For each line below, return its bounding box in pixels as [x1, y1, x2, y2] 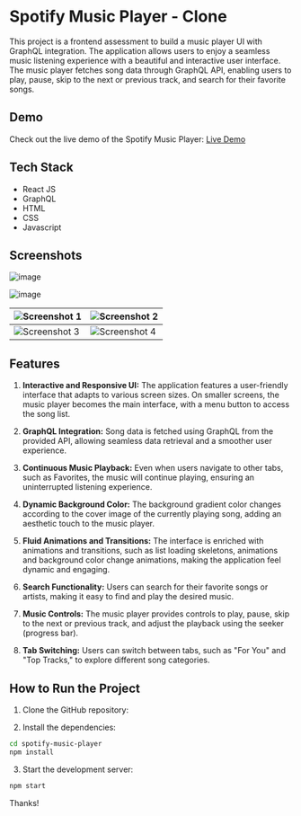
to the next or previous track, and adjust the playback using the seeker [22, 618, 285, 629]
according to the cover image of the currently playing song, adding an [22, 509, 282, 519]
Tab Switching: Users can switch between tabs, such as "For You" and [22, 645, 286, 656]
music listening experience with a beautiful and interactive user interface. [9, 55, 281, 66]
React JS [22, 183, 57, 194]
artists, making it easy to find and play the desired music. [22, 591, 235, 602]
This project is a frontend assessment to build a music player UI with [9, 36, 263, 47]
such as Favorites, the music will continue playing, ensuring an [22, 472, 254, 483]
